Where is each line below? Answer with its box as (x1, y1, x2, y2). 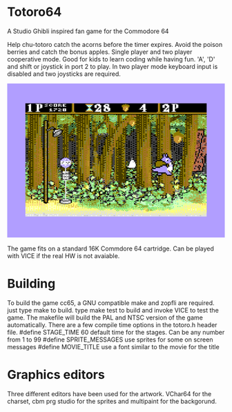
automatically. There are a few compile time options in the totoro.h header (7, 320, 217, 328)
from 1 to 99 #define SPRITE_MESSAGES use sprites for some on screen (7, 335, 213, 344)
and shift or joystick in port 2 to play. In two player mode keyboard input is (7, 62, 218, 70)
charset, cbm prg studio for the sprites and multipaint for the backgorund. (7, 397, 217, 405)
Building (7, 276, 56, 292)
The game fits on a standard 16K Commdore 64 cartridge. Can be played (7, 244, 214, 253)
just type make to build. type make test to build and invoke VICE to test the (7, 306, 219, 314)
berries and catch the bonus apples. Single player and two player (7, 48, 193, 56)
